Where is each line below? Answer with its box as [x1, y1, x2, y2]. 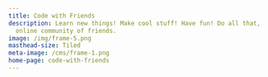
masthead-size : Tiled [8, 42, 81, 50]
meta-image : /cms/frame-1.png [8, 49, 110, 57]
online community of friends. [15, 26, 117, 34]
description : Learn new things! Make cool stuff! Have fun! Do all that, [8, 19, 262, 27]
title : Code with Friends [8, 11, 95, 20]
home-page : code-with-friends [8, 57, 110, 65]
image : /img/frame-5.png [8, 34, 92, 43]
